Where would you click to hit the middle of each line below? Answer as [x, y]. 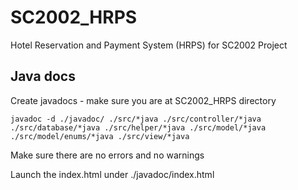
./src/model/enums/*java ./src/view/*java [100, 136]
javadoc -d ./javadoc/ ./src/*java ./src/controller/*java [136, 119]
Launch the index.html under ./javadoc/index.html [112, 174]
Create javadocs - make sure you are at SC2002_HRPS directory [143, 100]
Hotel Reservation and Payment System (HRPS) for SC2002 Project [149, 45]
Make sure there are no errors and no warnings [107, 155]
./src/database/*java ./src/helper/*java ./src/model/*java [138, 127]
